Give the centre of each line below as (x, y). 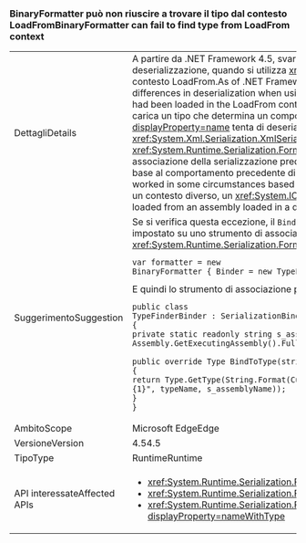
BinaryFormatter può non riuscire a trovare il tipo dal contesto (148, 14)
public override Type (178, 362)
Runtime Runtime (167, 458)
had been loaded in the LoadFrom (204, 105)
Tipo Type (34, 458)
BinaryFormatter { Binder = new (202, 271)
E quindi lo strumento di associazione (212, 289)
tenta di (248, 128)
